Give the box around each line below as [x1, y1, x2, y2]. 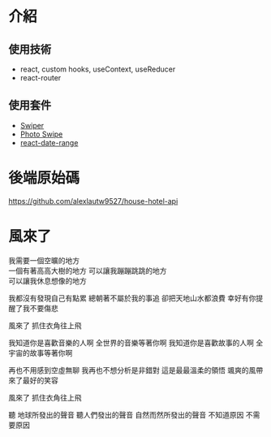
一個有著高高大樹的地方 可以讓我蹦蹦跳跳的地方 [8, 266, 167, 275]
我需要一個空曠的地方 [8, 255, 80, 265]
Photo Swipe [19, 129, 63, 139]
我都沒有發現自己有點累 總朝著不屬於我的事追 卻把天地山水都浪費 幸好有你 [8, 293, 256, 303]
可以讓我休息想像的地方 [8, 275, 87, 285]
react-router [19, 73, 62, 82]
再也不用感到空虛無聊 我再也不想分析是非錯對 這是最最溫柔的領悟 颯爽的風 [8, 365, 256, 374]
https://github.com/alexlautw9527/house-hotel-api [8, 196, 179, 206]
